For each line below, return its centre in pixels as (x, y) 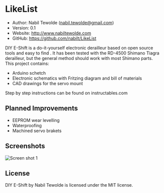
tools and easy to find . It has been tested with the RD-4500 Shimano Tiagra (82, 53)
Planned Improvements (41, 108)
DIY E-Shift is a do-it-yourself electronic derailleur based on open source (79, 48)
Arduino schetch (29, 73)
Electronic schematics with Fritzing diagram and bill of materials (77, 78)
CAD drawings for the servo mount (48, 83)
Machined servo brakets (37, 131)
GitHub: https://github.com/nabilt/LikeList (54, 38)
